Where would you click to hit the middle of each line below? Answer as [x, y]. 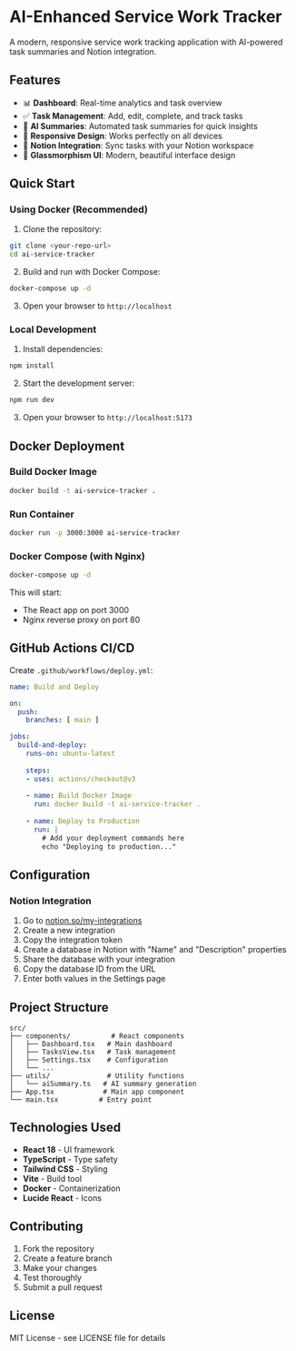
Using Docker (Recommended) [79, 209]
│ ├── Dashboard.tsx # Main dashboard [91, 1044]
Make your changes [59, 1267]
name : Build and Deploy [54, 687]
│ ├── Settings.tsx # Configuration [89, 1060]
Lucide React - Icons [62, 1197]
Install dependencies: [63, 349]
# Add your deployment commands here [113, 838]
